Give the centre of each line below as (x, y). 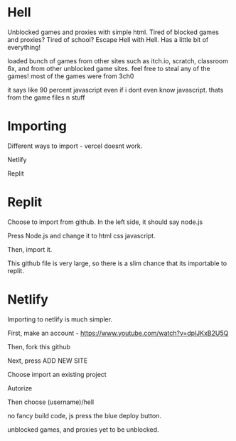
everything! (24, 47)
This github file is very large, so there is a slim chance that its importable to (117, 263)
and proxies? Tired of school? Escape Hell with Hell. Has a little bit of (108, 39)
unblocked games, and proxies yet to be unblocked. (83, 429)
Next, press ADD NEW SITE (48, 361)
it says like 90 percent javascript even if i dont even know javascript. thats (116, 90)
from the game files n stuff (46, 97)
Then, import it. (30, 249)
